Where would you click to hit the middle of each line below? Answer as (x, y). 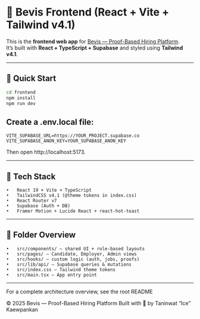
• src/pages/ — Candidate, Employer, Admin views (71, 254)
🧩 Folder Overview (41, 235)
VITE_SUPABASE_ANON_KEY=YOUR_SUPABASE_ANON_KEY (66, 141)
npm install (21, 98)
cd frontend (21, 92)
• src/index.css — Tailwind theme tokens (61, 269)
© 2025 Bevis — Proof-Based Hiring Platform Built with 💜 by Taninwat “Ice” (99, 303)
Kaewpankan (22, 309)
